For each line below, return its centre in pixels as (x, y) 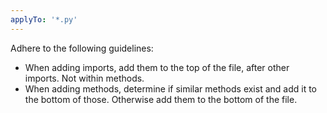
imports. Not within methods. (84, 78)
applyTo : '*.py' (44, 19)
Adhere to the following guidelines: (82, 48)
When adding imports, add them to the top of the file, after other (157, 67)
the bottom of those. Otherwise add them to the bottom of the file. (161, 99)
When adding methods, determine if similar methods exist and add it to (171, 88)
